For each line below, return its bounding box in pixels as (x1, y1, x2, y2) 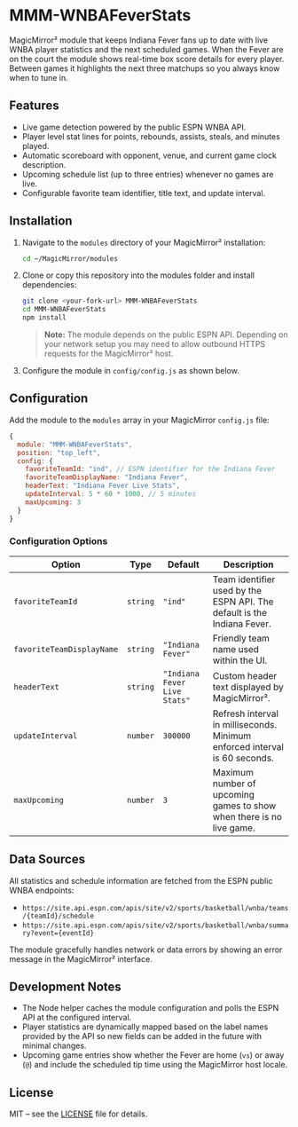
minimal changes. (21, 1040, 87, 1052)
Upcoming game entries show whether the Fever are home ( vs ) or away (21, 1050, 285, 1060)
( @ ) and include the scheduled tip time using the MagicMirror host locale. (21, 1060, 288, 1070)
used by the (212, 584, 263, 596)
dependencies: (21, 280, 77, 290)
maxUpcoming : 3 (25, 498, 82, 507)
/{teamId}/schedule (21, 911, 95, 920)
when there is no (212, 810, 282, 823)
